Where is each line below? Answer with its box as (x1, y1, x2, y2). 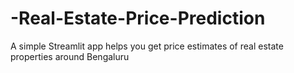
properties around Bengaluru (10, 50, 130, 62)
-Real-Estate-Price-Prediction (10, 7, 266, 30)
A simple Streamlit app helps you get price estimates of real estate (10, 40, 284, 52)
